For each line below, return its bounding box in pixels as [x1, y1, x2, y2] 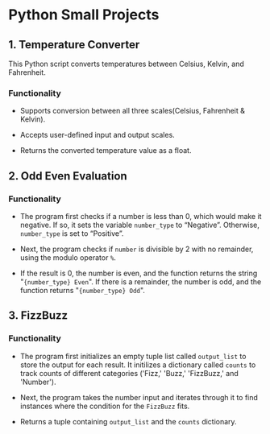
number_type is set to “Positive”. [19, 228, 124, 238]
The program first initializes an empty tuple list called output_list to [19, 351, 247, 361]
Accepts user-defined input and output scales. [19, 130, 175, 140]
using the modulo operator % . [19, 252, 117, 262]
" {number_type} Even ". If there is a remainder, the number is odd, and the [19, 276, 262, 287]
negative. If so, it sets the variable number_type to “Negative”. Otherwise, [19, 220, 260, 229]
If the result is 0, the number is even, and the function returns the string [19, 268, 258, 278]
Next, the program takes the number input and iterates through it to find [19, 392, 258, 402]
